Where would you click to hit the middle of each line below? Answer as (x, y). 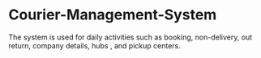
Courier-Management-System (113, 15)
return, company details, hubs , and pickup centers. (94, 45)
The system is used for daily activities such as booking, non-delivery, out (130, 37)
